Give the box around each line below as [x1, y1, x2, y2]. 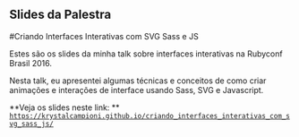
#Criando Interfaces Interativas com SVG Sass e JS [9, 30, 199, 41]
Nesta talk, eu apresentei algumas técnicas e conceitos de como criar [9, 75, 267, 86]
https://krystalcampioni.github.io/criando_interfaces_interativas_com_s [9, 111, 291, 120]
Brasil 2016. [9, 57, 52, 68]
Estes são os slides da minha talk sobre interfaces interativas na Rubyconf [9, 48, 284, 59]
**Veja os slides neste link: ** [9, 102, 120, 113]
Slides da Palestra [9, 7, 112, 22]
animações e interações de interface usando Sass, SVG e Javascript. [9, 84, 264, 95]
